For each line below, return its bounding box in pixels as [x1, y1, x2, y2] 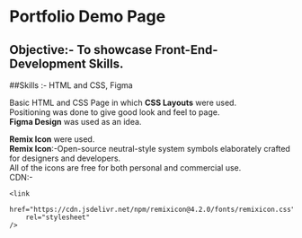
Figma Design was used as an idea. [9, 117, 142, 127]
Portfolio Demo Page [9, 6, 166, 27]
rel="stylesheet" [25, 213, 91, 222]
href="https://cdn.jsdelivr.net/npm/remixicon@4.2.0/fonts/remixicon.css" [9, 205, 296, 214]
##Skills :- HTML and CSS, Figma [9, 80, 133, 91]
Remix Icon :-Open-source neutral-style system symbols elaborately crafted [9, 144, 290, 154]
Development [9, 56, 87, 71]
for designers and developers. [9, 153, 121, 163]
